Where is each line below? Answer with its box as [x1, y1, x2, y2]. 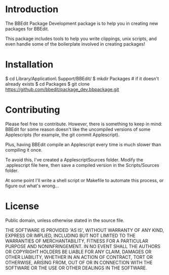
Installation [5, 59, 54, 71]
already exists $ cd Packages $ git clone [5, 81, 90, 87]
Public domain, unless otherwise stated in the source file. [5, 217, 125, 223]
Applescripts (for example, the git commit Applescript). [5, 131, 120, 137]
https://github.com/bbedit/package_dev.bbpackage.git [5, 86, 119, 92]
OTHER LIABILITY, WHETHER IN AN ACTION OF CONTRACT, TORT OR [5, 254, 153, 260]
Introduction [5, 4, 59, 15]
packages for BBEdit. [5, 25, 49, 31]
